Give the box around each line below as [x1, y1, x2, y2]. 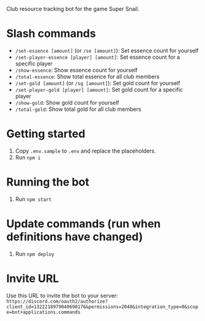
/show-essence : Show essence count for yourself [15, 66, 138, 74]
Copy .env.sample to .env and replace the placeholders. [15, 147, 156, 154]
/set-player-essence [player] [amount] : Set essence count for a [15, 53, 181, 61]
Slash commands [6, 27, 96, 40]
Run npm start [15, 195, 52, 203]
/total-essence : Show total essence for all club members [15, 73, 160, 80]
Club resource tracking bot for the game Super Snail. [6, 6, 140, 12]
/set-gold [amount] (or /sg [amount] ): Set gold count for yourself [15, 79, 181, 86]
